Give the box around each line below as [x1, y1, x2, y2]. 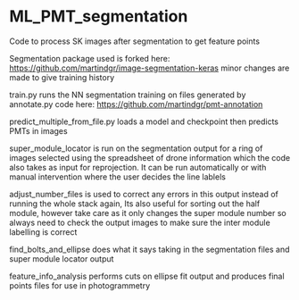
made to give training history [9, 71, 115, 82]
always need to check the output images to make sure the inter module [9, 217, 270, 228]
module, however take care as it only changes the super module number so [9, 207, 287, 218]
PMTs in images [9, 125, 69, 136]
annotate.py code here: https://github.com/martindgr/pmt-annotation [9, 98, 263, 109]
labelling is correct [9, 226, 78, 237]
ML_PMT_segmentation [9, 6, 188, 27]
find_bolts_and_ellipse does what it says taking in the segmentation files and [9, 244, 290, 254]
